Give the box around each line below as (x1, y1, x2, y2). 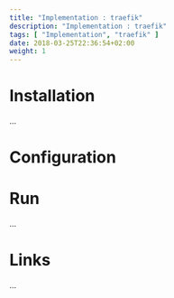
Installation (9, 86, 96, 107)
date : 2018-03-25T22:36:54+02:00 (9, 38, 135, 48)
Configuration (9, 147, 117, 168)
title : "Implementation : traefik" (9, 13, 143, 23)
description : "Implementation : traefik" (9, 22, 168, 31)
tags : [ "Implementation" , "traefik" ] (9, 30, 160, 39)
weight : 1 (9, 47, 47, 56)
